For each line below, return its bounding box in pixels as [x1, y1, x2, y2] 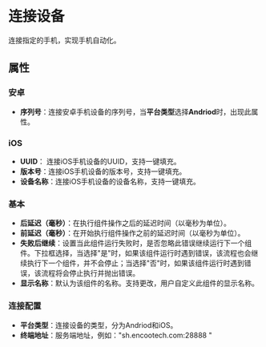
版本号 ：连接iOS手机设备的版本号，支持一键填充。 [19, 166, 187, 176]
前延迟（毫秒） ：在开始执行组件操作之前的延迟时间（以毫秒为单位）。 [19, 228, 245, 238]
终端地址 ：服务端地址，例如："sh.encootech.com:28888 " [19, 330, 212, 340]
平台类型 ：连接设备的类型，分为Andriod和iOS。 [19, 320, 178, 329]
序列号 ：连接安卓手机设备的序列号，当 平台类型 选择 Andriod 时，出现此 [19, 107, 252, 116]
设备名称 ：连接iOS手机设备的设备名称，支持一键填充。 [19, 176, 200, 186]
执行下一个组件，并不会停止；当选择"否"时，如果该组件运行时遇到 [26, 258, 244, 268]
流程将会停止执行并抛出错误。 [41, 268, 140, 278]
